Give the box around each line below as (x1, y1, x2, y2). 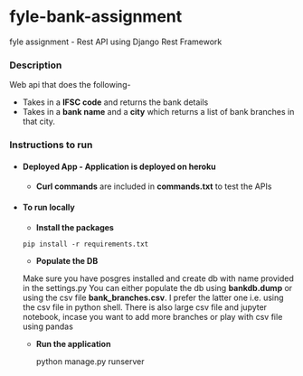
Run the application (35, 338, 111, 349)
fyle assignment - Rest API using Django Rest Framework (9, 36, 223, 47)
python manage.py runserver (35, 355, 145, 367)
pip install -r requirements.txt (22, 240, 149, 249)
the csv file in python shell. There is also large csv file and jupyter (22, 301, 268, 313)
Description (9, 59, 62, 71)
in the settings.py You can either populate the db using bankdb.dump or (22, 282, 293, 293)
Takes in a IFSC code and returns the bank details (22, 97, 209, 108)
